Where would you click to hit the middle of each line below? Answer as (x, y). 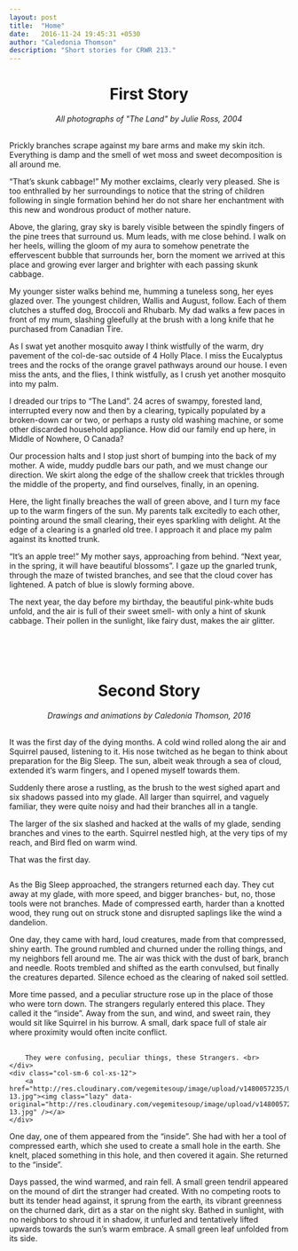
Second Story (149, 691)
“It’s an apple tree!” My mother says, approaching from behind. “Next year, (145, 556)
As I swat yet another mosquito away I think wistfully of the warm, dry (137, 346)
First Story (149, 94)
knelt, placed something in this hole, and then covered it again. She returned (149, 1155)
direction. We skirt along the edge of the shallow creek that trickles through (147, 475)
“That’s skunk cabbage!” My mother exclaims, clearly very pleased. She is (145, 182)
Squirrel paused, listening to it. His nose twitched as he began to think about (149, 751)
